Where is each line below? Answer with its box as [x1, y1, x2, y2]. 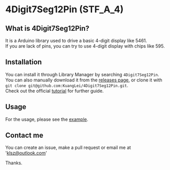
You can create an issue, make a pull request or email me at [5, 144, 132, 151]
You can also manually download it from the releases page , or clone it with [5, 77, 163, 83]
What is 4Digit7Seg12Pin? [5, 24, 90, 33]
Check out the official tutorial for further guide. [5, 88, 104, 94]
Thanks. [5, 160, 23, 166]
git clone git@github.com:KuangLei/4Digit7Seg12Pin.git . [5, 82, 129, 88]
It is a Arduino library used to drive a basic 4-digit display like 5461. [5, 37, 147, 44]
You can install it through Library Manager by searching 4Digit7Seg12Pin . [5, 71, 160, 77]
